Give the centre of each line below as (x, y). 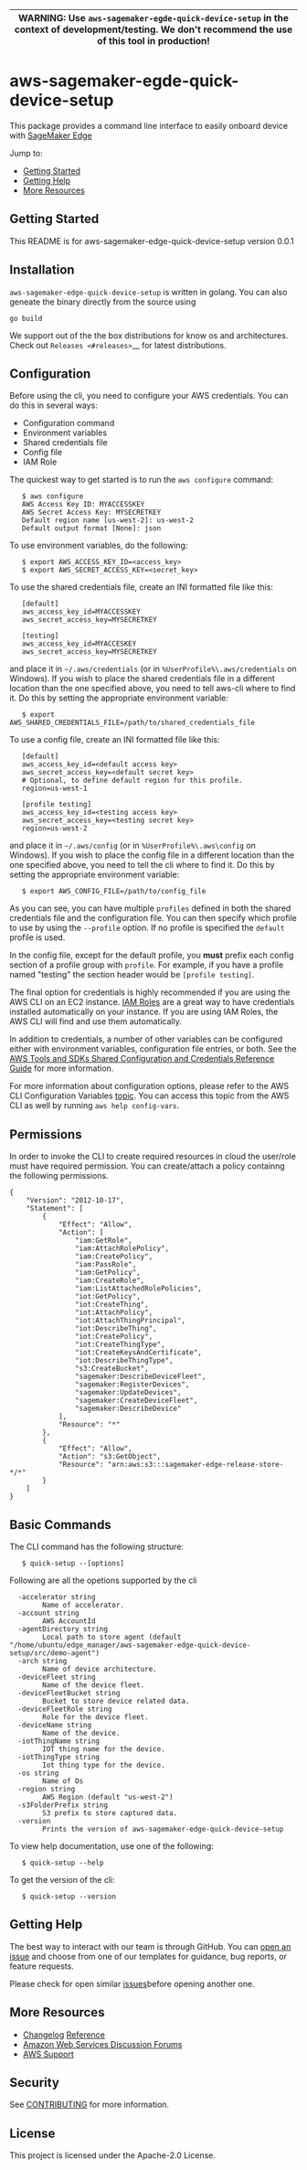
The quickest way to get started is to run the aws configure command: (142, 480)
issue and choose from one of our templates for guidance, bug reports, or (148, 1956)
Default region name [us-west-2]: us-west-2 (108, 520)
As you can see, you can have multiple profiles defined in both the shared (150, 908)
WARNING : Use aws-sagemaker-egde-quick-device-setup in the (153, 18)
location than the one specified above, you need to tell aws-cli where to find (153, 689)
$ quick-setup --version (69, 1897)
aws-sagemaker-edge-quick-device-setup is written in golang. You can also (148, 292)
